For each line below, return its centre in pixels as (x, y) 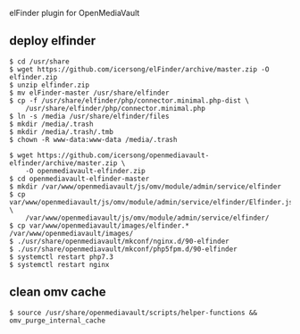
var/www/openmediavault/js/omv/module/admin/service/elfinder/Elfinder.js (151, 202)
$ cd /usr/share (39, 62)
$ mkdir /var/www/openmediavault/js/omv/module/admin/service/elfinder (145, 187)
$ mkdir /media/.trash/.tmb (62, 132)
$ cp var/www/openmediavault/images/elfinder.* (100, 225)
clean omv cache (58, 292)
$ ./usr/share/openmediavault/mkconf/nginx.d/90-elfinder (119, 241)
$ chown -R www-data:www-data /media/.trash (93, 139)
